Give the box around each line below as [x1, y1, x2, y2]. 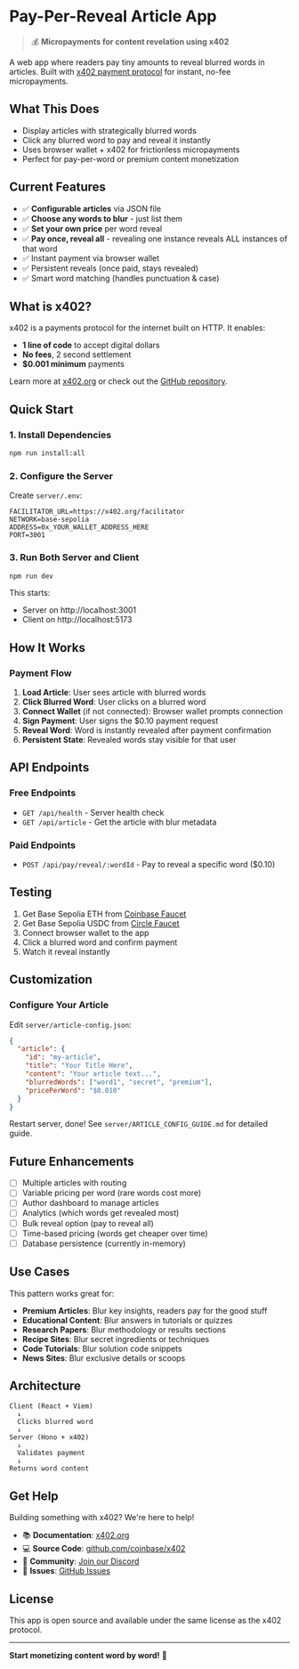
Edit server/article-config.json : [9, 1019, 132, 1030]
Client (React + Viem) [9, 1402, 93, 1411]
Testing [9, 884, 53, 900]
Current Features [9, 180, 107, 195]
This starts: [9, 588, 51, 598]
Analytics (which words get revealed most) [21, 1208, 180, 1218]
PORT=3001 [9, 531, 46, 540]
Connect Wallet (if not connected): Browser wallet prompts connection [21, 706, 283, 717]
